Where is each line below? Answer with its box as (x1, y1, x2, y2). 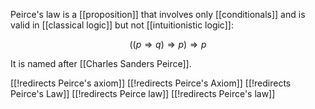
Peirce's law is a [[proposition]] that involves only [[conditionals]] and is (10, 9, 306, 20)
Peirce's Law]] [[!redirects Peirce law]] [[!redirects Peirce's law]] (10, 88, 276, 99)
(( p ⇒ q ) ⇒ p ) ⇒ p (129, 39, 207, 50)
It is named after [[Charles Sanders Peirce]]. (10, 58, 192, 69)
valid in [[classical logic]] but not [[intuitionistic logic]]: (10, 19, 234, 31)
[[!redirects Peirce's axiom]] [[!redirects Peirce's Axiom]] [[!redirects (10, 77, 292, 89)
